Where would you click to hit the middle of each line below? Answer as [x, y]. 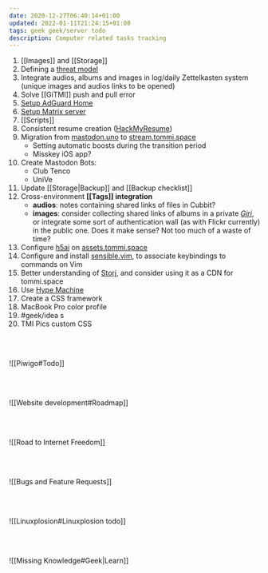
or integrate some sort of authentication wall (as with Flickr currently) [146, 222]
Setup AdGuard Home [57, 103]
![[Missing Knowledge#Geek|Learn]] [69, 561]
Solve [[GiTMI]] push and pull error [78, 95]
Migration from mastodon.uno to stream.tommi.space [108, 137]
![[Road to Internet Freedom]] [57, 442]
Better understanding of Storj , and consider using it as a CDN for [127, 273]
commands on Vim [51, 265]
